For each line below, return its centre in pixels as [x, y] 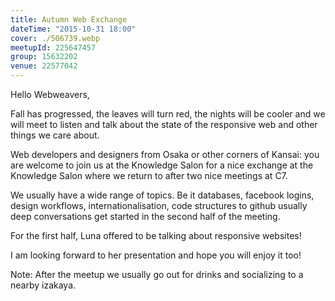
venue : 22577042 [44, 66]
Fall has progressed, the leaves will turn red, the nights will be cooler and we [168, 114]
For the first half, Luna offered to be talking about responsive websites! [156, 235]
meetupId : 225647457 [53, 47]
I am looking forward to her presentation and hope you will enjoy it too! [156, 255]
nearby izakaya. [43, 285]
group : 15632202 [44, 57]
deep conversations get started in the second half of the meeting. [145, 216]
